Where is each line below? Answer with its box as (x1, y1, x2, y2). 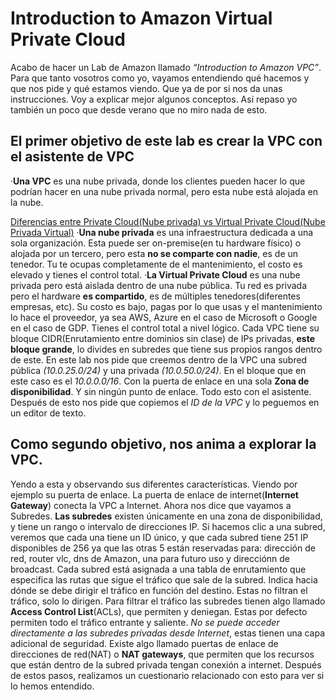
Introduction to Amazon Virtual (10, 7, 273, 30)
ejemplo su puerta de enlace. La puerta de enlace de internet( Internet (10, 488, 299, 501)
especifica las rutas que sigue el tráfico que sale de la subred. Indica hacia (10, 573, 318, 586)
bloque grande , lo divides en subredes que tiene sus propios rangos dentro (10, 343, 323, 355)
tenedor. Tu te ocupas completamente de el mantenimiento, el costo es (10, 258, 303, 270)
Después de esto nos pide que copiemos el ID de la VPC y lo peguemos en (10, 396, 320, 408)
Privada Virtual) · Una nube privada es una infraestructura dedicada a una (10, 226, 314, 238)
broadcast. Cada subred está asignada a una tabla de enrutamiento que (10, 563, 307, 575)
